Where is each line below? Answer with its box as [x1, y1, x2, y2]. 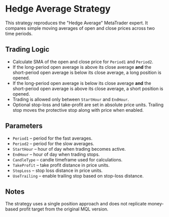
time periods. [5, 30, 33, 36]
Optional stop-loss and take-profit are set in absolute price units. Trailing [12, 102, 164, 108]
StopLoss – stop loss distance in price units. [12, 167, 103, 173]
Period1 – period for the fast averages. [12, 135, 93, 141]
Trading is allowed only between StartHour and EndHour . [12, 96, 129, 102]
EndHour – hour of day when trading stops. [12, 151, 100, 157]
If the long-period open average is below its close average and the [12, 80, 151, 86]
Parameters [5, 122, 43, 131]
